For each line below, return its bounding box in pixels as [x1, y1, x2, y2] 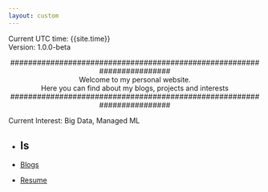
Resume [19, 175, 47, 185]
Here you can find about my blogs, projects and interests [41, 83, 229, 93]
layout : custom [8, 11, 59, 20]
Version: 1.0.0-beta [8, 42, 71, 52]
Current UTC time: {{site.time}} [8, 34, 111, 43]
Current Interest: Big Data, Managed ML [8, 115, 140, 125]
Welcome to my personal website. [79, 74, 191, 84]
